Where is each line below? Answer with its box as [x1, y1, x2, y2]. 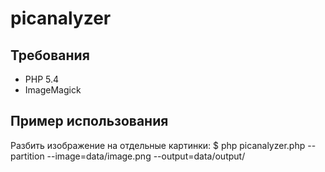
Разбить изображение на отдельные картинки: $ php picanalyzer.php [10, 139, 306, 151]
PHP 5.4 [24, 73, 60, 85]
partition [10, 150, 45, 162]
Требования [10, 47, 90, 64]
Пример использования [10, 113, 169, 130]
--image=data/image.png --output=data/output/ [46, 150, 246, 162]
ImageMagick [24, 84, 82, 96]
